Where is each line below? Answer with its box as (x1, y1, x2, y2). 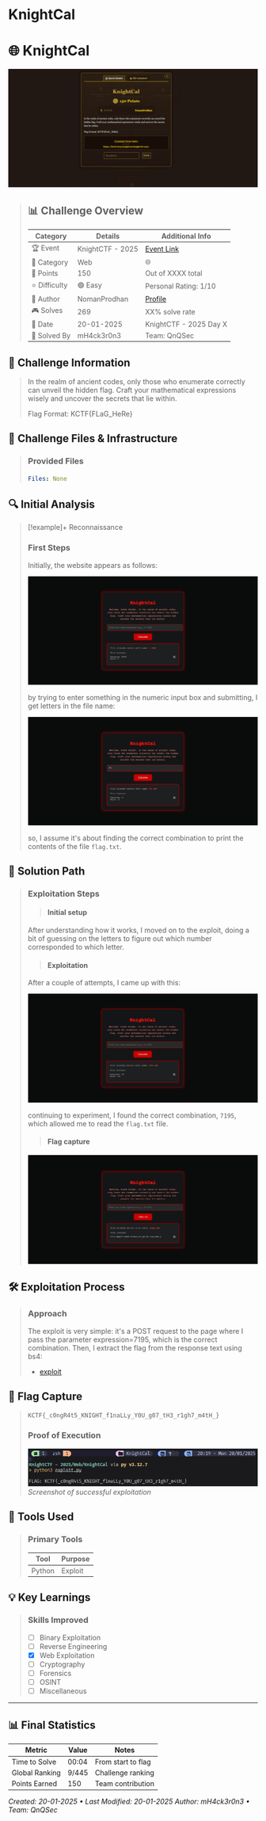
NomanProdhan (77, 294, 129, 303)
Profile (145, 294, 167, 303)
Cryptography (39, 1659, 85, 1669)
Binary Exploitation (39, 1632, 101, 1642)
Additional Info (161, 231, 211, 241)
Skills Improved (27, 1614, 89, 1625)
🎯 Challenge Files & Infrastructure (8, 432, 178, 445)
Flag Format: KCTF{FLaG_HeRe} (27, 409, 133, 418)
